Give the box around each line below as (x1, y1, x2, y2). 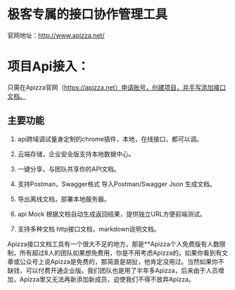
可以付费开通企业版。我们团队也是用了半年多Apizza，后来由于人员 (25, 266, 218, 274)
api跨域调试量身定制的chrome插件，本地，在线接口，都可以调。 (17, 135, 203, 143)
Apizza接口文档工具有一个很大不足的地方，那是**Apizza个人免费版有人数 (7, 239, 220, 248)
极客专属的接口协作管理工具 (7, 6, 168, 23)
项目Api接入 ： (7, 59, 90, 75)
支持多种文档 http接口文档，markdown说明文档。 (17, 224, 160, 233)
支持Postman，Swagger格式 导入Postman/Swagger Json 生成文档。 (17, 179, 216, 188)
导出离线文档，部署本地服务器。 (17, 195, 110, 203)
